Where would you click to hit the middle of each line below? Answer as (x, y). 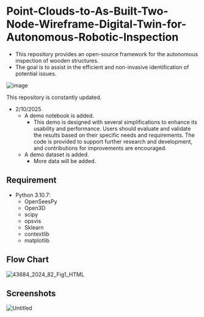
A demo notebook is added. (59, 115)
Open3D (35, 208)
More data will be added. (65, 161)
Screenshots (31, 293)
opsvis (33, 220)
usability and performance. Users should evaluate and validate (112, 128)
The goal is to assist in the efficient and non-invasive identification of (102, 67)
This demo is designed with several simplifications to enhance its (115, 122)
